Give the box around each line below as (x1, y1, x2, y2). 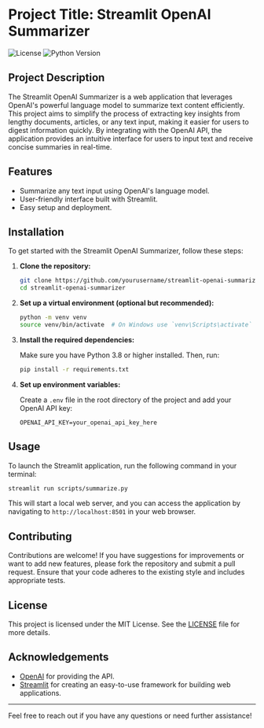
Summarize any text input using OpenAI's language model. (19, 186, 210, 195)
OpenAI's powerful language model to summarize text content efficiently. (8, 100, 245, 109)
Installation (8, 225, 64, 238)
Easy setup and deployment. (19, 202, 112, 212)
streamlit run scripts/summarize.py (8, 484, 128, 493)
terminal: (8, 469, 37, 479)
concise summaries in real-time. (8, 142, 112, 151)
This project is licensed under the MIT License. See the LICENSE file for (8, 619, 240, 629)
